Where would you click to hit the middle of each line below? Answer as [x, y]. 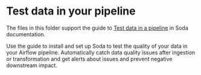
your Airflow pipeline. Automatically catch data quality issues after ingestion [101, 52]
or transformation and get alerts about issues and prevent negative [89, 59]
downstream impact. [32, 65]
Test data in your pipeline [71, 11]
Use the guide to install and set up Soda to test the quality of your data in [97, 46]
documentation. [26, 34]
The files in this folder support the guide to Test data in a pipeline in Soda [97, 28]
